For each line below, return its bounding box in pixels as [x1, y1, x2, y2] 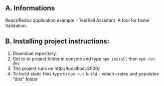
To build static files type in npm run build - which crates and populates [12, 70, 159, 76]
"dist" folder [12, 76, 38, 82]
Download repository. [12, 50, 57, 56]
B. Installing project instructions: [5, 37, 110, 45]
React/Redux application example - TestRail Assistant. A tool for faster [5, 17, 150, 23]
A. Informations [5, 4, 55, 12]
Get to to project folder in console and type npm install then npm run [12, 55, 155, 61]
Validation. [5, 22, 27, 28]
